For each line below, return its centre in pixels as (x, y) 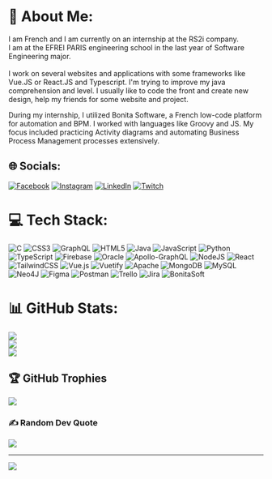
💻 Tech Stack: (58, 220)
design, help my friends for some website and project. (98, 99)
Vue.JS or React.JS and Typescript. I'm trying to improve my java (117, 82)
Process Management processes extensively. (84, 140)
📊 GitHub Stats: (64, 308)
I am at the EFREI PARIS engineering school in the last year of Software (127, 47)
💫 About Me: (51, 17)
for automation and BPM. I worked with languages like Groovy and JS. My (131, 123)
